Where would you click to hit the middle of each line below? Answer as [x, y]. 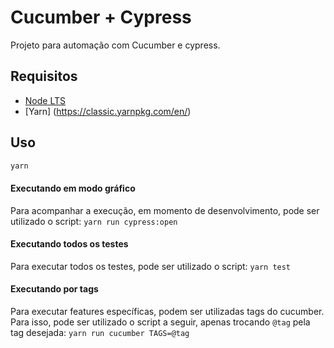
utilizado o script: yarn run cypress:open [94, 221]
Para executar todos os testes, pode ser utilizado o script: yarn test [151, 266]
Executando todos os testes [69, 244]
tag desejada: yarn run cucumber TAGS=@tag [100, 333]
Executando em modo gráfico [73, 188]
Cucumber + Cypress [101, 17]
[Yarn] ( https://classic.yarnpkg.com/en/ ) [108, 111]
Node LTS [45, 100]
